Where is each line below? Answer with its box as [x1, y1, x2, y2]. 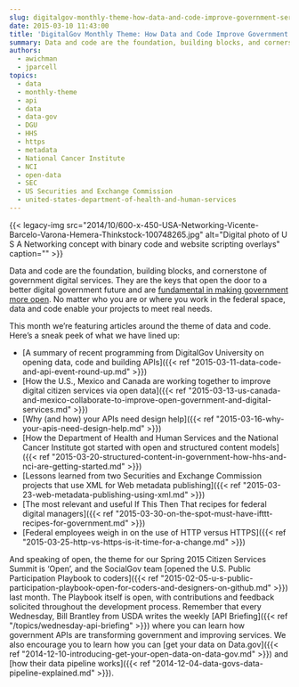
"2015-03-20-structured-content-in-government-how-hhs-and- [52, 451, 287, 462]
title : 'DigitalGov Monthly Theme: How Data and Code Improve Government [9, 29, 289, 38]
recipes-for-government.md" [21, 518, 129, 528]
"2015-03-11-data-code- [190, 356, 282, 367]
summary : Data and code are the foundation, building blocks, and [9, 37, 261, 47]
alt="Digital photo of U [205, 229, 287, 240]
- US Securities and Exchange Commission [17, 187, 174, 196]
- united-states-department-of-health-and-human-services [17, 195, 238, 205]
